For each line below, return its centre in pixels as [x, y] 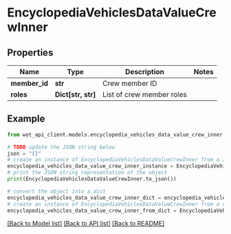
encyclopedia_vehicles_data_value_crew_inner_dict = [84, 198]
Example [26, 119]
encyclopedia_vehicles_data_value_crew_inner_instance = [90, 166]
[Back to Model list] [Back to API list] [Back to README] [86, 224]
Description [145, 72]
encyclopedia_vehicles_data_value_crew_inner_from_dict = [92, 211]
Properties [30, 52]
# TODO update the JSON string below [61, 147]
